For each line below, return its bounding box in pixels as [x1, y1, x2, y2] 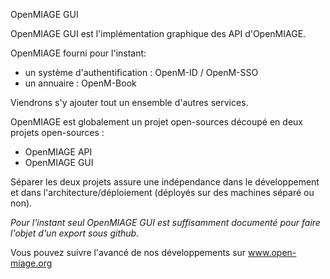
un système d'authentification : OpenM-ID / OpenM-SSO [24, 67, 259, 78]
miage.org [10, 257, 53, 269]
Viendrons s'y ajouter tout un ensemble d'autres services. [10, 97, 249, 108]
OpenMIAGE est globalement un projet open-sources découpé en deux [10, 116, 303, 128]
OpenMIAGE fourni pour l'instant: [10, 47, 147, 59]
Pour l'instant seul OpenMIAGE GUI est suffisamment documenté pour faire [10, 217, 321, 228]
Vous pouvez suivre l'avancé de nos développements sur [10, 247, 247, 258]
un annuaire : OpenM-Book [24, 77, 137, 89]
